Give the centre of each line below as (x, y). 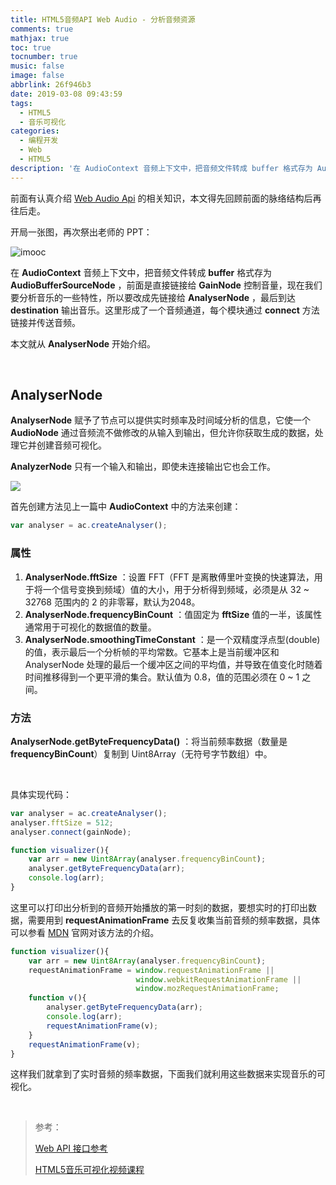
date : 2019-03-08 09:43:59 (66, 94)
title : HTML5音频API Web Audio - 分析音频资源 (103, 19)
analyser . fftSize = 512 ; (62, 822)
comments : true (42, 29)
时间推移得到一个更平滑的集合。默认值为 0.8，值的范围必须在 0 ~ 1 (162, 677)
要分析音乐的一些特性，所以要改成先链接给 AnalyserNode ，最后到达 (153, 297)
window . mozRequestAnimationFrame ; (207, 989)
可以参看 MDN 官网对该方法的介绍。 (85, 932)
